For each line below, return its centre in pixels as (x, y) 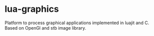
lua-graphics (32, 9)
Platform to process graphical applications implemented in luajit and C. (77, 23)
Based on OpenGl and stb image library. (45, 28)
